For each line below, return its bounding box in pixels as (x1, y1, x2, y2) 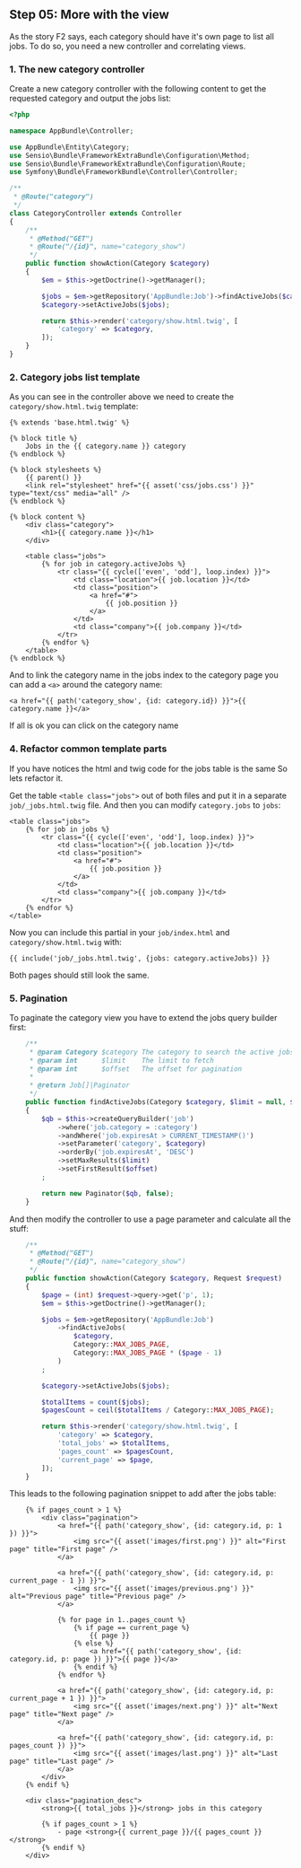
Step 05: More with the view (9, 7, 170, 22)
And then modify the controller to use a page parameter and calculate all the (9, 1214, 291, 1224)
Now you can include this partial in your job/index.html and (9, 926, 230, 937)
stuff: (9, 1223, 30, 1233)
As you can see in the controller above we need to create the (9, 391, 235, 402)
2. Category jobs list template (9, 371, 141, 383)
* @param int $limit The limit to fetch (29, 1056, 215, 1065)
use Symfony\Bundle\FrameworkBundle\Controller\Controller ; (9, 168, 239, 177)
